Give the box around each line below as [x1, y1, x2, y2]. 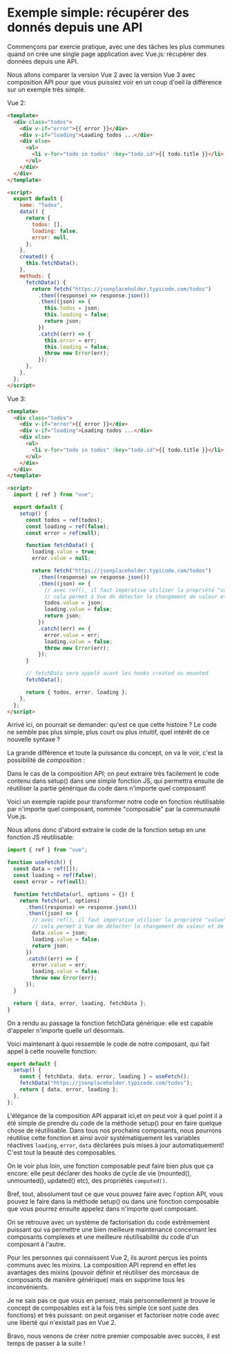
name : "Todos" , [19, 202, 64, 209]
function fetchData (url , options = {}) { [13, 891, 135, 898]
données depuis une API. [7, 57, 79, 65]
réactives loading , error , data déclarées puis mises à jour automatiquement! [7, 1141, 224, 1149]
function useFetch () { [7, 859, 72, 866]
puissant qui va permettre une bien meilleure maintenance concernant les [7, 1225, 217, 1234]
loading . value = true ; [32, 548, 97, 555]
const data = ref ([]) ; [13, 865, 79, 873]
